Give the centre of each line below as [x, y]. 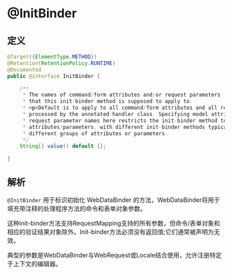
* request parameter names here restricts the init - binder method [120, 120]
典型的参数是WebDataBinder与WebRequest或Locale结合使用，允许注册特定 [115, 255]
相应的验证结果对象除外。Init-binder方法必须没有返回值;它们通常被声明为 [110, 232]
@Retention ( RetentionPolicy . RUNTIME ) [61, 63]
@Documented [24, 70]
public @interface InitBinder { [54, 76]
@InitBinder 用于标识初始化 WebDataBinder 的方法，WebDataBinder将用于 [114, 199]
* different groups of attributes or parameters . [95, 133]
